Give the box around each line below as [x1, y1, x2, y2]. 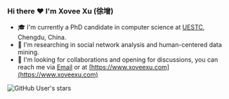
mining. [17, 48, 40, 57]
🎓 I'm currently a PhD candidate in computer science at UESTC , [17, 23, 205, 32]
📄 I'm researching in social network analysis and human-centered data [17, 41, 223, 49]
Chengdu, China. [17, 33, 67, 41]
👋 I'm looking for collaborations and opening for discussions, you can [17, 55, 218, 64]
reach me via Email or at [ [17, 63, 91, 72]
